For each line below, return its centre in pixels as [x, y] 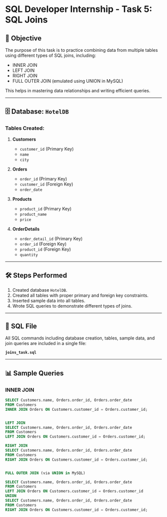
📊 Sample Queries [35, 373]
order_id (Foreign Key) [43, 244]
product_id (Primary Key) [46, 208]
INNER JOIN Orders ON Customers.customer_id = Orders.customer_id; [77, 409]
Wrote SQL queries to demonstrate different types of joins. [72, 306]
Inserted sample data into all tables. [49, 301]
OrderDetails [26, 229]
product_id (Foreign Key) [45, 249]
